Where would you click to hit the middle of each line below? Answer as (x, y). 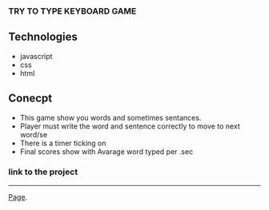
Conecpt (30, 99)
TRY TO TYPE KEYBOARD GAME (72, 11)
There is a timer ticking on (63, 143)
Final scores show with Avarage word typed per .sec (106, 151)
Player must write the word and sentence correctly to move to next (130, 126)
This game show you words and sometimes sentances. (110, 117)
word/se (34, 134)
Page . (18, 196)
